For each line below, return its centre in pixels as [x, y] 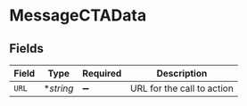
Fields [27, 49]
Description [182, 73]
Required [102, 73]
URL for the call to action [182, 88]
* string [58, 88]
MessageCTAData [78, 16]
